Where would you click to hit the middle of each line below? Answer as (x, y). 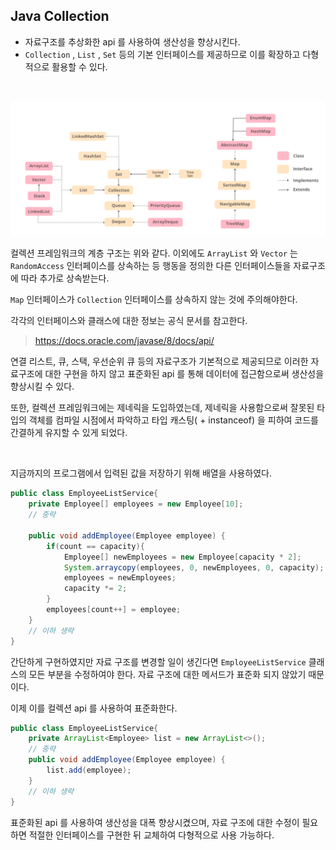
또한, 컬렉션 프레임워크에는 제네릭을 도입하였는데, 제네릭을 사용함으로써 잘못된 (162, 408)
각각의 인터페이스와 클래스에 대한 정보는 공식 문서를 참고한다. (129, 321)
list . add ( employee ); (89, 770)
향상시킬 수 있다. (42, 386)
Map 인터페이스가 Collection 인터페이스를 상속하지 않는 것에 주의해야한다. (154, 300)
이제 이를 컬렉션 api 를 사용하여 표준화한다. (94, 708)
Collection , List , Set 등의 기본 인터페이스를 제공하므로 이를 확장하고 (162, 54)
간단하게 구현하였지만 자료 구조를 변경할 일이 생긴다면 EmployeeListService (158, 661)
